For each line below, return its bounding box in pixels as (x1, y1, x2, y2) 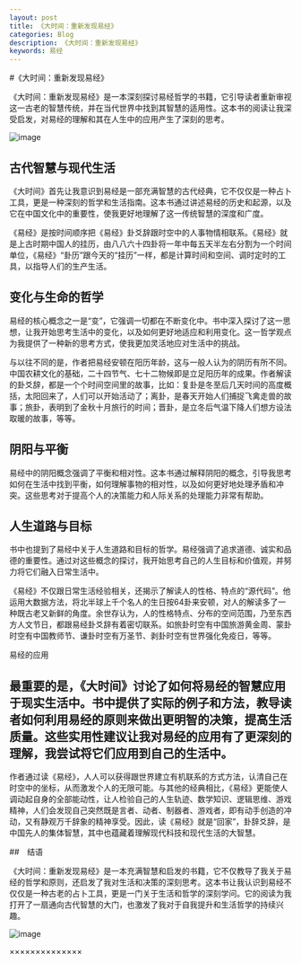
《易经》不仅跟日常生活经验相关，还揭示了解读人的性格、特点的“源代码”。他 (9, 586, 291, 596)
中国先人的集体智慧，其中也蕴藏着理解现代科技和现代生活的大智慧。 (9, 827, 261, 838)
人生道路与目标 (9, 518, 92, 534)
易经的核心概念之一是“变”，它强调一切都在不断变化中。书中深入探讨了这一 (9, 315, 284, 326)
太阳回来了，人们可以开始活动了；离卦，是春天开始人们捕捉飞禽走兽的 (24, 390, 284, 401)
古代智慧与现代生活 (9, 160, 116, 175)
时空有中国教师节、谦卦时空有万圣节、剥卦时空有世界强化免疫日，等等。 (9, 631, 276, 641)
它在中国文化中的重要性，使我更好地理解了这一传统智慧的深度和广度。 (9, 208, 269, 218)
